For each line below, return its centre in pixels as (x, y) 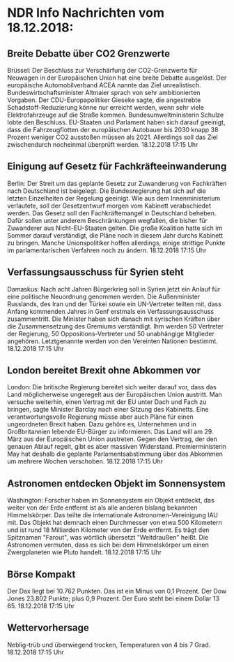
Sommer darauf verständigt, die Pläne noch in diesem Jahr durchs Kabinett (115, 235)
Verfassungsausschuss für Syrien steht (96, 272)
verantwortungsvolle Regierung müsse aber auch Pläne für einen (100, 417)
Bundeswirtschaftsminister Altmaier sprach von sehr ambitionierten (104, 93)
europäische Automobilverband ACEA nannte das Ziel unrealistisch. (104, 85)
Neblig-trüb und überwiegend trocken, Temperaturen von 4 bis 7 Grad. (109, 645)
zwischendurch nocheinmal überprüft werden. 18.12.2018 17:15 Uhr (103, 144)
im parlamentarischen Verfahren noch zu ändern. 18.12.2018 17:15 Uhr (107, 250)
